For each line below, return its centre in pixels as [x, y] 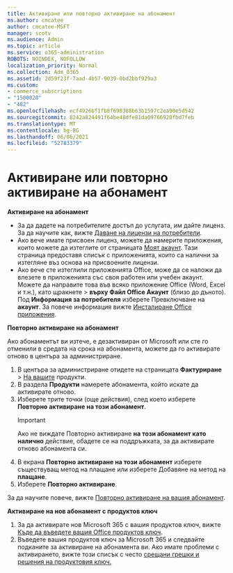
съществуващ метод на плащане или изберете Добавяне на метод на [121, 469]
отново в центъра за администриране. [65, 356]
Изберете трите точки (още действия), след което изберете [106, 399]
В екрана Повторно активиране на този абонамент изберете [109, 462]
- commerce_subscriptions [45, 91]
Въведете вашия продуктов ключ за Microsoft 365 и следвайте [111, 540]
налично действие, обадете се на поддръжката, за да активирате [115, 441]
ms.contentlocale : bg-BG [43, 130]
